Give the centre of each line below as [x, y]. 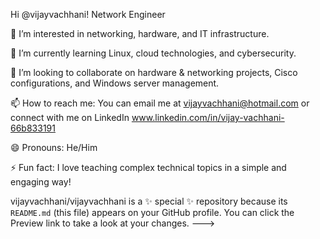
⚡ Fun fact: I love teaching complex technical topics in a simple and [148, 167]
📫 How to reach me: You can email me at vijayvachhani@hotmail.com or [160, 103]
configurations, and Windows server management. [115, 83]
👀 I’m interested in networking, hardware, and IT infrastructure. [140, 33]
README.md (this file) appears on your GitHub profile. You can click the [152, 212]
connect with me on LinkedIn [70, 117]
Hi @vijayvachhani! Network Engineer [88, 14]
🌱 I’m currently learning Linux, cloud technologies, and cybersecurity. [153, 53]
